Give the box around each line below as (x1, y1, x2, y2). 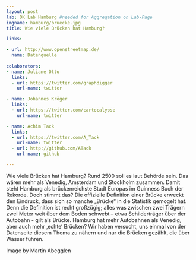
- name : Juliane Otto (6, 69, 60, 75)
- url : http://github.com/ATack (11, 145, 92, 151)
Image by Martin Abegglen (6, 247, 71, 254)
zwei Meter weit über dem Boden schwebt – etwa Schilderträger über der (6, 210, 186, 217)
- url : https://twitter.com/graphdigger (11, 80, 113, 86)
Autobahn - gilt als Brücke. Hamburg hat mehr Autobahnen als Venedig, (6, 216, 182, 223)
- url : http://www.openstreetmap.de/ (6, 47, 100, 53)
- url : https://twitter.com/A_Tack (11, 134, 100, 140)
